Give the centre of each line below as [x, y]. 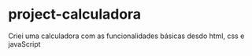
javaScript [24, 44]
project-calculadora [75, 14]
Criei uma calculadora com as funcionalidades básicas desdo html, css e [126, 36]
